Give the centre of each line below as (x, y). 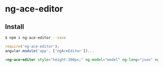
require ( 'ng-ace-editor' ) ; (32, 46)
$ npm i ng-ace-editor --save (36, 38)
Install (15, 27)
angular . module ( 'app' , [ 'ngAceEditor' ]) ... (50, 51)
